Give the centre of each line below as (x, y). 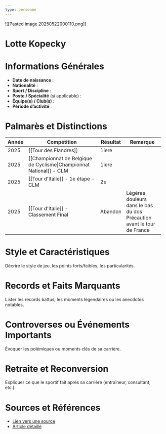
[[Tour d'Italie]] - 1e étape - (61, 178)
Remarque (142, 142)
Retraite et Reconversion (57, 369)
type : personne (21, 10)
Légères (136, 193)
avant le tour (141, 224)
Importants (28, 335)
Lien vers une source (34, 421)
